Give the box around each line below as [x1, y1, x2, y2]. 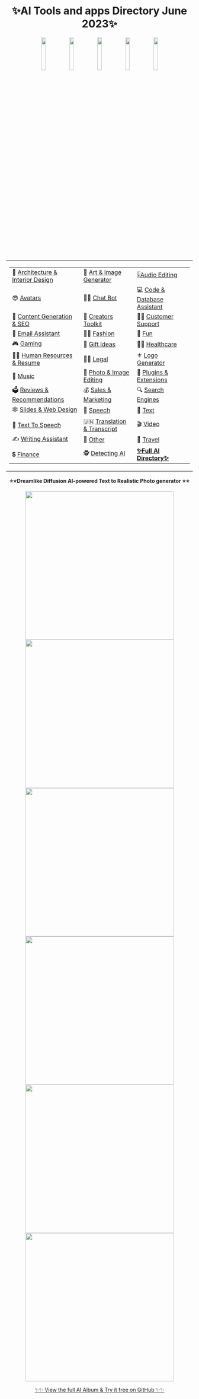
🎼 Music [12, 372, 35, 380]
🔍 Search [136, 386, 164, 394]
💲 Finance [12, 450, 40, 458]
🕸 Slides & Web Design [12, 405, 78, 414]
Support [136, 319, 160, 328]
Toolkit [83, 319, 102, 328]
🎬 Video [136, 420, 160, 428]
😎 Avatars [12, 294, 41, 302]
